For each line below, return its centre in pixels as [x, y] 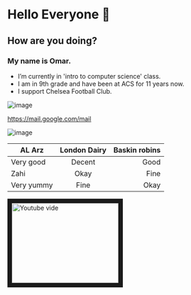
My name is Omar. [39, 61]
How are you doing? [52, 41]
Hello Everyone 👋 [59, 15]
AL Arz [32, 150]
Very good [28, 162]
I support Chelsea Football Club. [65, 91]
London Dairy [83, 150]
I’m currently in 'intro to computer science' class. [89, 76]
